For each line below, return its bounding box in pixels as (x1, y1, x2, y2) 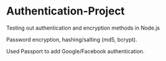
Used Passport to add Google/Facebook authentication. (6, 47, 145, 55)
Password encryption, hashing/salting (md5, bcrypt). (6, 36, 138, 43)
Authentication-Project (6, 4, 125, 18)
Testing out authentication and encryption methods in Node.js (6, 24, 160, 31)
